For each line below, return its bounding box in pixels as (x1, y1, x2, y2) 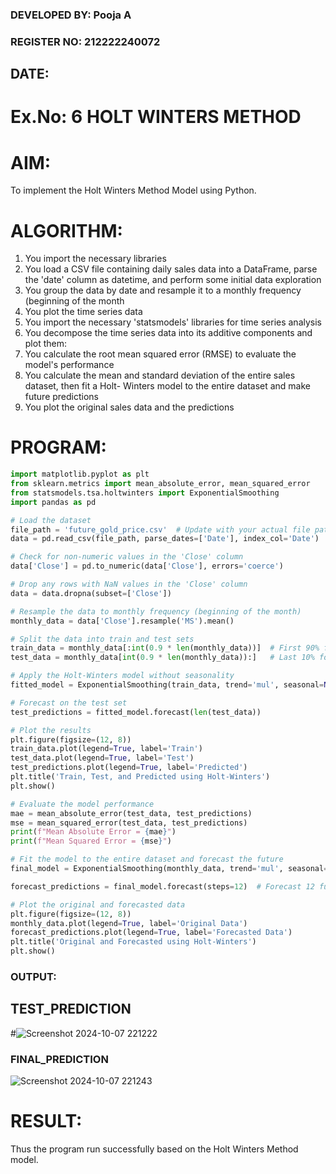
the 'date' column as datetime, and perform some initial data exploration (24, 274, 322, 286)
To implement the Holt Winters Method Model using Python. (10, 184, 257, 197)
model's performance (24, 359, 115, 371)
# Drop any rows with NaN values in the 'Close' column (10, 579, 248, 590)
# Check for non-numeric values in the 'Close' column (10, 552, 244, 562)
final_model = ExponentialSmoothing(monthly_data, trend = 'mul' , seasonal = (10, 864, 329, 874)
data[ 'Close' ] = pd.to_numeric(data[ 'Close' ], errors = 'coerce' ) (10, 561, 284, 572)
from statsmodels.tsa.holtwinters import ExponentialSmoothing (10, 488, 280, 498)
